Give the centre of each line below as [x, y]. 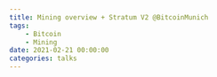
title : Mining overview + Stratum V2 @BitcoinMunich [109, 17]
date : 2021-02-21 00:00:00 [59, 50]
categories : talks [43, 58]
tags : [19, 26]
